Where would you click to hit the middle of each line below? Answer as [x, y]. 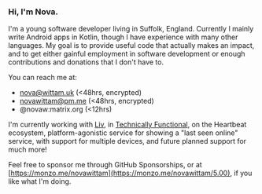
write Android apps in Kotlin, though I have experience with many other [123, 37]
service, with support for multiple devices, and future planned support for [127, 141]
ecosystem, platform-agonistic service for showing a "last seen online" [123, 133]
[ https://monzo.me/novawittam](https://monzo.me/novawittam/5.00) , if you [130, 173]
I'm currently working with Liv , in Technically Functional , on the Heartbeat [127, 125]
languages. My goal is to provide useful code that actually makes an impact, [131, 46]
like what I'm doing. [40, 181]
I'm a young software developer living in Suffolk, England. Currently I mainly [131, 29]
